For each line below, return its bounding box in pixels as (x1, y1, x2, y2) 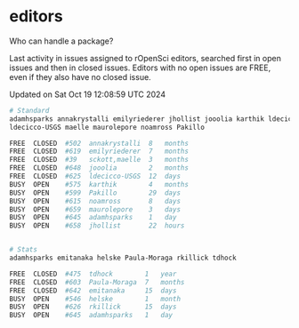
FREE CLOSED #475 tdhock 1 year (9, 269, 177, 278)
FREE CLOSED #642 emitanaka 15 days (9, 286, 177, 295)
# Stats (9, 245, 38, 254)
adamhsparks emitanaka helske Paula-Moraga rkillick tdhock (9, 253, 238, 263)
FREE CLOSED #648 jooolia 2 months (9, 164, 190, 172)
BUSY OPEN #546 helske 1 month (9, 294, 181, 303)
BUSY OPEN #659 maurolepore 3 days (9, 204, 181, 214)
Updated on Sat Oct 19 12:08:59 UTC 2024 (9, 89, 166, 100)
